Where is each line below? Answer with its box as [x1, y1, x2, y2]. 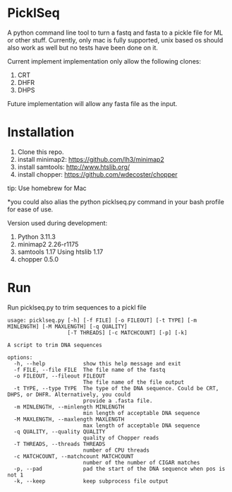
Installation [7, 124, 75, 141]
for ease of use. [7, 205, 54, 213]
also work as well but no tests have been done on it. [7, 43, 159, 52]
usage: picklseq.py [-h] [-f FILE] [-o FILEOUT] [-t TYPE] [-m [7, 317, 197, 324]
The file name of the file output [83, 378, 185, 386]
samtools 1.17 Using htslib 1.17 [17, 247, 104, 256]
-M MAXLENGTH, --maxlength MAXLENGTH [13, 416, 125, 423]
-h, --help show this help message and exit [13, 360, 181, 367]
